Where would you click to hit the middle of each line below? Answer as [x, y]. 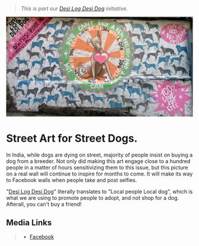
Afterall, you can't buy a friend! [44, 204]
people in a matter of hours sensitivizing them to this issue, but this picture [97, 167]
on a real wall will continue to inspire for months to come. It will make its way [99, 174]
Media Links [29, 223]
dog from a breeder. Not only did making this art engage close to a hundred [98, 161]
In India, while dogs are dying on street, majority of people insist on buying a [99, 155]
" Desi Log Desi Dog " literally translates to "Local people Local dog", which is [99, 191]
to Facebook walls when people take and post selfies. [72, 180]
